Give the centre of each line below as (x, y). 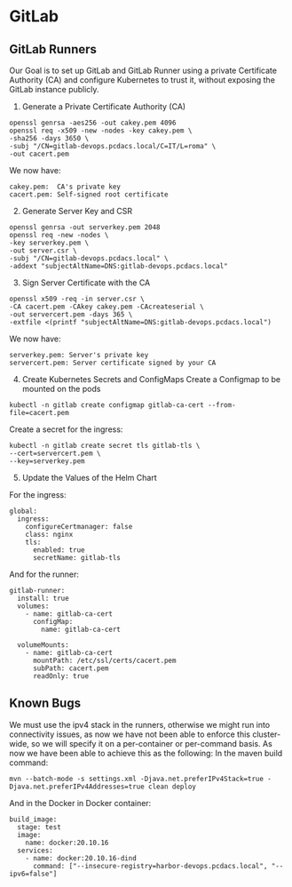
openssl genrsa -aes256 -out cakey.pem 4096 (93, 123)
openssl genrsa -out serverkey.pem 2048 (85, 228)
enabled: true (59, 550)
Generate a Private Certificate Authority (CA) (104, 107)
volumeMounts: (43, 645)
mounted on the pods (61, 389)
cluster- (267, 734)
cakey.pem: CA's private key (65, 187)
